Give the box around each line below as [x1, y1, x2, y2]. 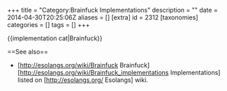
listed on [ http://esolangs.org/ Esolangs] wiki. [17, 76, 149, 84]
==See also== [7, 48, 49, 56]
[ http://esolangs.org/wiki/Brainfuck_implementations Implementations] [17, 69, 221, 76]
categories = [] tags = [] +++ [7, 21, 90, 28]
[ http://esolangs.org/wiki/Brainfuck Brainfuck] [17, 61, 150, 69]
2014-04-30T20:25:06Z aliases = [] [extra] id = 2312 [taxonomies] [7, 13, 198, 22]
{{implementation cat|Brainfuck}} [7, 34, 103, 42]
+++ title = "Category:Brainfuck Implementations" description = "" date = [7, 6, 218, 14]
